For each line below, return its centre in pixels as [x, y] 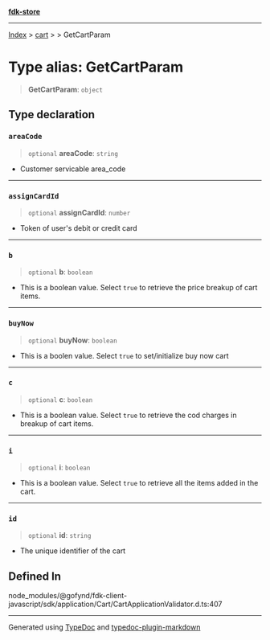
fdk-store [25, 12]
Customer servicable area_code [73, 169]
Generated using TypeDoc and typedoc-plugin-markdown [104, 627]
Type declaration [51, 115]
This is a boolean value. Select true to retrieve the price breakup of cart [139, 288]
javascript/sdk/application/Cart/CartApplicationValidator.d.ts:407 [115, 604]
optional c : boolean [60, 399]
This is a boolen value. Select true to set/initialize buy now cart [124, 355]
